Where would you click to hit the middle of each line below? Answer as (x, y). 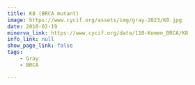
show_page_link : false (40, 46)
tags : (15, 53)
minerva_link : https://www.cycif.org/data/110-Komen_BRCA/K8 (98, 33)
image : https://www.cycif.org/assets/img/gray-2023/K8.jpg (95, 20)
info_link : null (31, 39)
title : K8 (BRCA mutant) (43, 13)
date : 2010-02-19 (32, 26)
